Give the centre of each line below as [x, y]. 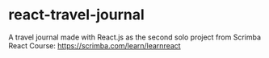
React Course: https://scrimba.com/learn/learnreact [95, 45]
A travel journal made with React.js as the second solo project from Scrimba [134, 37]
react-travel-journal [77, 15]
